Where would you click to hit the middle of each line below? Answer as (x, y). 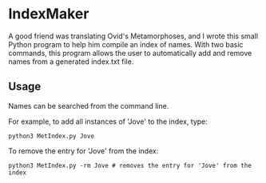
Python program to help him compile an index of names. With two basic (126, 44)
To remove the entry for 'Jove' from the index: (83, 151)
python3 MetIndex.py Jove (51, 136)
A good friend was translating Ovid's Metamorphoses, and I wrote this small (133, 36)
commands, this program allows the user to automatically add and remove (130, 53)
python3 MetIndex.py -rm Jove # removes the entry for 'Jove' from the (130, 165)
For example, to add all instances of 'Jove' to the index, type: (108, 121)
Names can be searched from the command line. (89, 105)
